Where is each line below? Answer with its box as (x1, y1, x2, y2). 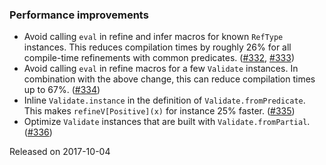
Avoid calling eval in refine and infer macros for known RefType (23, 31, 284, 43)
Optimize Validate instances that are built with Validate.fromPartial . (23, 116, 311, 128)
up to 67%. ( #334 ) (23, 84, 101, 96)
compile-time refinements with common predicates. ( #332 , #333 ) (23, 52, 295, 64)
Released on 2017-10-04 (9, 146, 111, 158)
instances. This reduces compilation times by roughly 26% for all (23, 41, 292, 53)
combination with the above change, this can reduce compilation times (23, 73, 316, 85)
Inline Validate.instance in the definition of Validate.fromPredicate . (23, 94, 306, 107)
